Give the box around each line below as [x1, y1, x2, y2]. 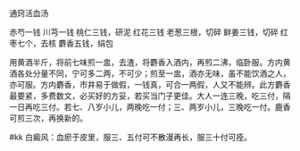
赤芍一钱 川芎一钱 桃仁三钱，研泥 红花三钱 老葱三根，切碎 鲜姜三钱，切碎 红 [9, 27, 288, 38]
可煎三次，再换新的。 [9, 113, 87, 123]
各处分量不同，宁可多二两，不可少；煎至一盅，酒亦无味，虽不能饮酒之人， [16, 68, 291, 79]
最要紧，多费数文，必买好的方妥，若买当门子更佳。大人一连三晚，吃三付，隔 [9, 90, 291, 101]
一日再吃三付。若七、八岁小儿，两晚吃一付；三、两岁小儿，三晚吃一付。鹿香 [9, 102, 291, 112]
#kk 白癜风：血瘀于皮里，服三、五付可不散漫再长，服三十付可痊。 [9, 132, 253, 142]
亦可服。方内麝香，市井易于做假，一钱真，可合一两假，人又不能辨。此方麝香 [9, 80, 291, 89]
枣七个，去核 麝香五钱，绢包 [9, 38, 113, 48]
